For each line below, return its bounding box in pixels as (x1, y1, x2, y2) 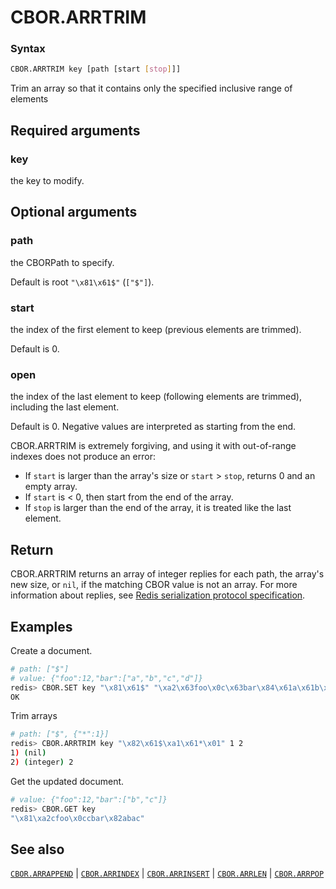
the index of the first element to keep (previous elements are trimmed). (10, 324, 302, 336)
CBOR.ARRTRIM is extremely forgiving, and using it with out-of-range (10, 440, 297, 452)
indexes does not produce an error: (10, 451, 156, 463)
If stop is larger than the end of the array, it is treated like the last (24, 502, 292, 514)
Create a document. (10, 644, 93, 656)
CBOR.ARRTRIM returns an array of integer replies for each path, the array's (10, 568, 325, 580)
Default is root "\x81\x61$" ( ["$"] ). (10, 276, 155, 288)
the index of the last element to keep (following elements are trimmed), (10, 391, 302, 403)
